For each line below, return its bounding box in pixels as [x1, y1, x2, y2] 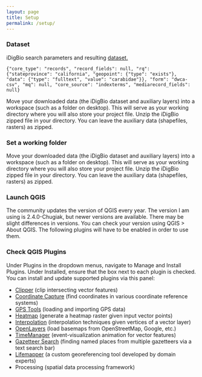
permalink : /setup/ [6, 20, 56, 26]
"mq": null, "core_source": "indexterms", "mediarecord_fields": [22, 81, 191, 88]
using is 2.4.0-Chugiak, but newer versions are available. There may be [6, 213, 184, 221]
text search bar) [15, 344, 56, 352]
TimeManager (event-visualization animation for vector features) [15, 331, 177, 338]
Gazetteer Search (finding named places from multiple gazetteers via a [15, 338, 192, 345]
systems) [15, 299, 38, 306]
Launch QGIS [6, 193, 46, 201]
